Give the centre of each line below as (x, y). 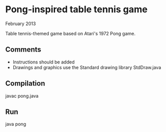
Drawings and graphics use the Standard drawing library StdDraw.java (87, 67)
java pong (16, 124)
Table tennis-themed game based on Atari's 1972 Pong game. (70, 33)
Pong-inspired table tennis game (76, 9)
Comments (23, 50)
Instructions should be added (44, 62)
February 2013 (20, 24)
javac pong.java (22, 96)
